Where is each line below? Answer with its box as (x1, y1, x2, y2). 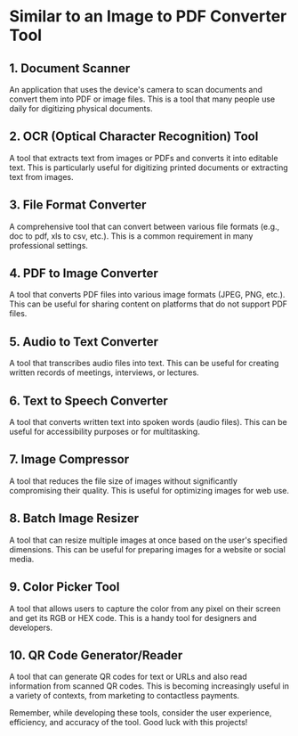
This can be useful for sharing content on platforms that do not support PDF (9, 298, 287, 309)
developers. (9, 622, 53, 633)
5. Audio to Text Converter (9, 334, 158, 349)
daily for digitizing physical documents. (9, 103, 153, 113)
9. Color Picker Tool (9, 579, 120, 594)
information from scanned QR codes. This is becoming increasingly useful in (9, 681, 289, 691)
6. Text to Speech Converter (9, 393, 169, 408)
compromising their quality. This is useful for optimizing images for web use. (9, 485, 290, 495)
